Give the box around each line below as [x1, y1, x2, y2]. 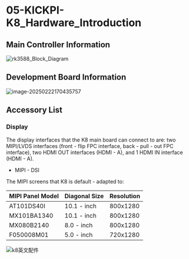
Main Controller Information [6, 40, 111, 50]
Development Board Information [6, 72, 127, 83]
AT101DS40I [9, 202, 45, 210]
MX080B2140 [9, 221, 49, 229]
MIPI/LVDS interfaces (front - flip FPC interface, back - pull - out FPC [6, 142, 174, 149]
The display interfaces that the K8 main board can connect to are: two [6, 136, 176, 143]
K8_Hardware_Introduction [6, 16, 142, 29]
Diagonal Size [64, 192, 104, 200]
